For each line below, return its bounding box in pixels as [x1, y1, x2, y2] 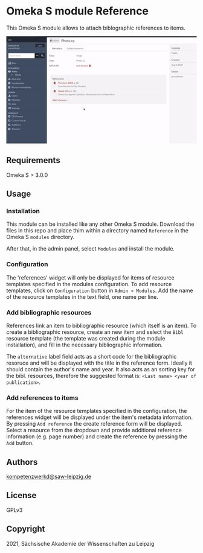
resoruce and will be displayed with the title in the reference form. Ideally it [6, 359, 192, 366]
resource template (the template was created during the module [6, 334, 166, 342]
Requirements [6, 155, 60, 165]
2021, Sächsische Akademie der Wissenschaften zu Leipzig [6, 540, 155, 547]
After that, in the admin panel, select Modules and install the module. [6, 245, 175, 252]
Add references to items [6, 394, 79, 402]
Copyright [6, 524, 45, 534]
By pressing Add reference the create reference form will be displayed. [6, 420, 182, 427]
